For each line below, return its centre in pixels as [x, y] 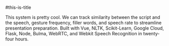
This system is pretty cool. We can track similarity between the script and [83, 17]
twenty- [151, 33]
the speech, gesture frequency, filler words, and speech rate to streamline [83, 23]
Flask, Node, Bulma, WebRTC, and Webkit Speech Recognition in [74, 33]
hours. [22, 39]
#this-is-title [18, 7]
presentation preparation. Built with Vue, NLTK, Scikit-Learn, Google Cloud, [85, 28]
